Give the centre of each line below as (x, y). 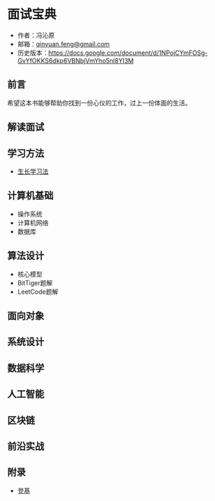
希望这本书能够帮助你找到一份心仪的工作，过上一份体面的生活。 (99, 103)
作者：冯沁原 (36, 35)
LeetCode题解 (37, 292)
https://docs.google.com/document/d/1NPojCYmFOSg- (128, 53)
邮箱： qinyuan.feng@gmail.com (63, 44)
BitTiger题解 (35, 282)
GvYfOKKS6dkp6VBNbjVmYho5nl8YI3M (76, 60)
